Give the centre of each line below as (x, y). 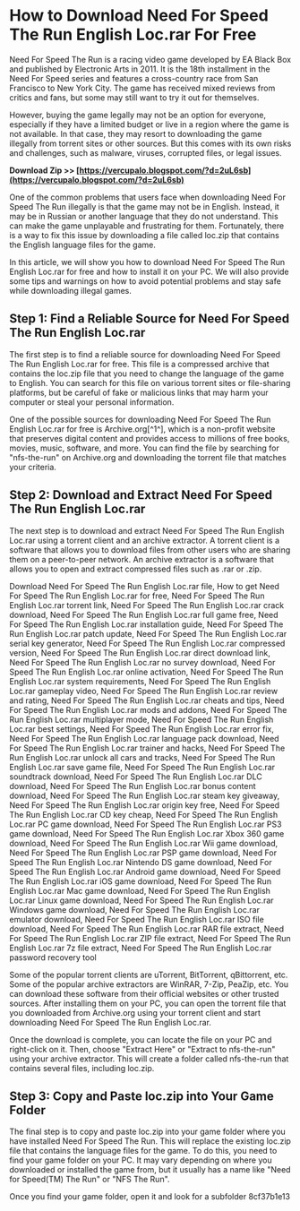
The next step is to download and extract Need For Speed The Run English (147, 530)
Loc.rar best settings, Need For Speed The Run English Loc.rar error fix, (142, 729)
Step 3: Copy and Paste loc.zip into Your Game (142, 1096)
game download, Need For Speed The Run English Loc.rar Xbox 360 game (147, 833)
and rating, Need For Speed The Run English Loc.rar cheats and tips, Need (147, 700)
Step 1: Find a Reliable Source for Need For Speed (149, 319)
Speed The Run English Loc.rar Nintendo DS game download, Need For (141, 862)
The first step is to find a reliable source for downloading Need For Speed (145, 354)
